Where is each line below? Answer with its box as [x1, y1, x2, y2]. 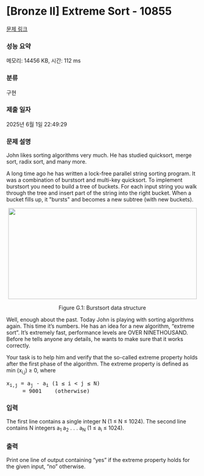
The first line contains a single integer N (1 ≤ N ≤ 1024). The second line [6, 418, 187, 425]
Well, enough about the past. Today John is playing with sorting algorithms [6, 316, 194, 323]
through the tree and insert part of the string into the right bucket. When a [6, 189, 192, 197]
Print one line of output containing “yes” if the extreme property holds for [6, 456, 190, 464]
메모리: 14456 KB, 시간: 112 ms [6, 57, 81, 65]
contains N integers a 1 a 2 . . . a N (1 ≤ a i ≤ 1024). [6, 424, 125, 433]
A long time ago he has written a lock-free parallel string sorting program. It [6, 170, 196, 178]
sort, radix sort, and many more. [6, 158, 87, 165]
